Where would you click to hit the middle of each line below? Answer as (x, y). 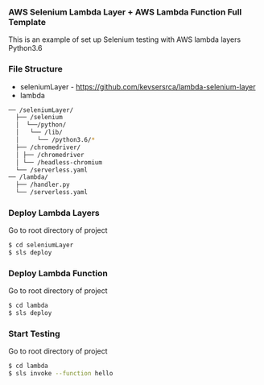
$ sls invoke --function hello (61, 374)
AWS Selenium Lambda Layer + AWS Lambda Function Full (125, 12)
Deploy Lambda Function (58, 274)
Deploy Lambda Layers (54, 213)
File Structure (35, 69)
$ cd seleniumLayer (41, 245)
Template (27, 22)
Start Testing (34, 334)
